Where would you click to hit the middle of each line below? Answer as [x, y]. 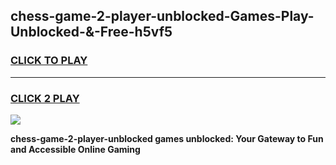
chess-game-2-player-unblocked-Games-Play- [162, 16]
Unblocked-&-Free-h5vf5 [91, 32]
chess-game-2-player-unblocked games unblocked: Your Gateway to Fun [167, 138]
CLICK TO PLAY [49, 61]
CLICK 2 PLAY [45, 98]
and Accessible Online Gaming [75, 149]
